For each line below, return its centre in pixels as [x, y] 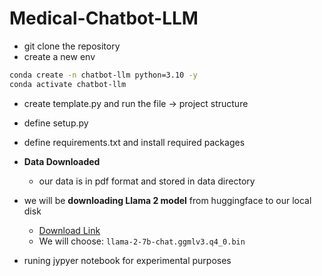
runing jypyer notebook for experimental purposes [127, 260]
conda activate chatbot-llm [68, 84]
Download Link [69, 230]
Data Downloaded [62, 161]
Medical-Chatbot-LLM [104, 18]
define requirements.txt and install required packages [134, 142]
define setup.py [56, 123]
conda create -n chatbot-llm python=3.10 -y [103, 75]
